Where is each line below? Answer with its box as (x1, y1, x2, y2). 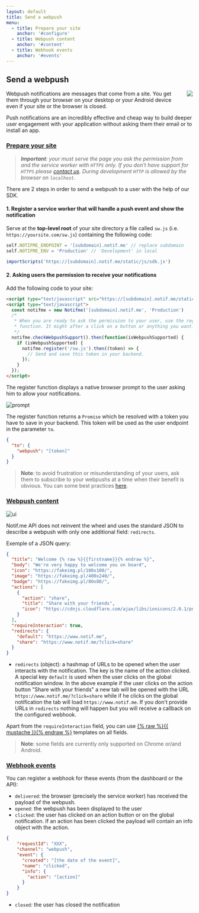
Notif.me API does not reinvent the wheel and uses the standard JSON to (6, 522, 184, 529)
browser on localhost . (20, 174, 76, 181)
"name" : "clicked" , (21, 863, 70, 869)
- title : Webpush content (11, 36, 76, 42)
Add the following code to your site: (6, 285, 94, 292)
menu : (6, 20, 20, 25)
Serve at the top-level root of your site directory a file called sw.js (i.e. (6, 224, 179, 231)
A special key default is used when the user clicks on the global (14, 673, 172, 680)
